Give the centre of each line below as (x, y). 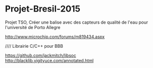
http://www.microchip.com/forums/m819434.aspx (55, 37)
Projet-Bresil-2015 (43, 9)
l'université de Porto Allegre (33, 27)
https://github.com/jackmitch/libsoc (41, 55)
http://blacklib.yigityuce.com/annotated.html (49, 60)
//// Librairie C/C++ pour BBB (34, 46)
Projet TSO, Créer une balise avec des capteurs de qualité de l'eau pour (76, 22)
